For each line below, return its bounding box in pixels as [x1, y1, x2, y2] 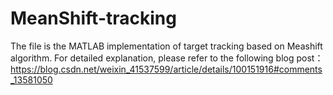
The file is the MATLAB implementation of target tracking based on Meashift [10, 40, 323, 52]
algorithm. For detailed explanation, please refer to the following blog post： [10, 52, 324, 64]
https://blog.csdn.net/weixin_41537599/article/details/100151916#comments [10, 63, 323, 75]
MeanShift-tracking [10, 7, 177, 30]
